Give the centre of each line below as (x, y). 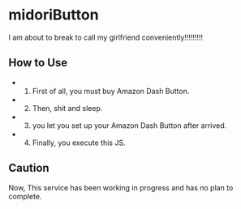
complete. (25, 196)
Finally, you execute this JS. (79, 143)
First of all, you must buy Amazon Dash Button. (111, 91)
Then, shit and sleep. (67, 108)
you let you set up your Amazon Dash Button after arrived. (129, 125)
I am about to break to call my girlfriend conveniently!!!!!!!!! (106, 37)
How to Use (38, 63)
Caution (29, 168)
